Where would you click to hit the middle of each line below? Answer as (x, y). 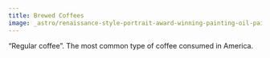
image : (19, 23)
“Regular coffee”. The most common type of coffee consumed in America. (131, 45)
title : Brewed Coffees (46, 15)
